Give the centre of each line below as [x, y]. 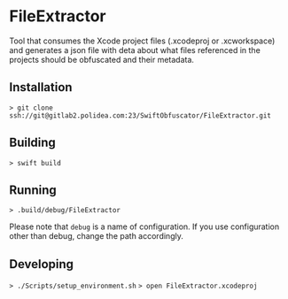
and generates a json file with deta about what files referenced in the [135, 50]
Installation [41, 87]
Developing [41, 264]
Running [33, 190]
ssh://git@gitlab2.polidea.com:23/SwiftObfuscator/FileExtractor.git [140, 115]
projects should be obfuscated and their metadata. [102, 59]
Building [32, 143]
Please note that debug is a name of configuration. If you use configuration [144, 226]
